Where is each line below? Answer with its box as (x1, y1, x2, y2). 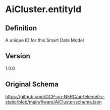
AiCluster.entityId (5, 4, 82, 15)
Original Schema (5, 80, 59, 89)
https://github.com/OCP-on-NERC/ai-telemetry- (5, 93, 105, 99)
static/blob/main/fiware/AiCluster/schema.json (5, 99, 102, 105)
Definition (5, 24, 37, 32)
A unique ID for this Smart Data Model (5, 37, 84, 43)
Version (5, 52, 30, 60)
